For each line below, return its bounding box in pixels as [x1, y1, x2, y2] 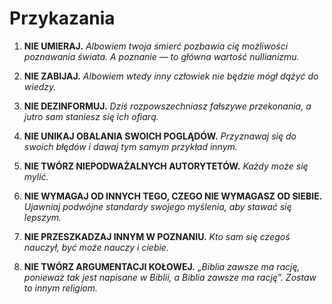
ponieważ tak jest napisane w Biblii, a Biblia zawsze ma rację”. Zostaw [23, 271, 317, 283]
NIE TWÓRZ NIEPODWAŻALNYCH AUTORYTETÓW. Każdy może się [23, 160, 309, 172]
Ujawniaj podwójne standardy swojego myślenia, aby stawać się [23, 200, 292, 212]
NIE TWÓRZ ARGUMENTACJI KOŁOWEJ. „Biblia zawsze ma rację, [23, 260, 301, 272]
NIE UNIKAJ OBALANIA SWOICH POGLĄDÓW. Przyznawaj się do [23, 130, 297, 142]
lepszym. [23, 211, 62, 223]
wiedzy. [23, 80, 57, 92]
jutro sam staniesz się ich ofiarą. [23, 110, 159, 122]
